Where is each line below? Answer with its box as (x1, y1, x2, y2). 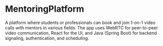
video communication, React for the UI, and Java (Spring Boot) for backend (5, 30, 157, 36)
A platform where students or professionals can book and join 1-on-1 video (5, 20, 156, 25)
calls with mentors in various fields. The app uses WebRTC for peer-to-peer (5, 24, 158, 30)
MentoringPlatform (5, 3, 84, 15)
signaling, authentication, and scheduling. (5, 35, 90, 41)
